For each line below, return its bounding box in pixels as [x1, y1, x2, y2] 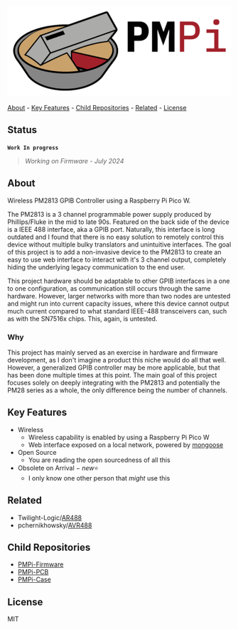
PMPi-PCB [17, 568, 49, 576]
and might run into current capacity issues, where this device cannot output [7, 299, 229, 308]
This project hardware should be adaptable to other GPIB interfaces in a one [7, 276, 230, 285]
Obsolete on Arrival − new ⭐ [17, 463, 99, 472]
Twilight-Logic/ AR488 [17, 513, 82, 522]
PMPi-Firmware [17, 560, 64, 569]
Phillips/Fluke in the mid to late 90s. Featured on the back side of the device [7, 217, 229, 226]
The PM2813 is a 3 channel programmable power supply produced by [7, 210, 212, 218]
